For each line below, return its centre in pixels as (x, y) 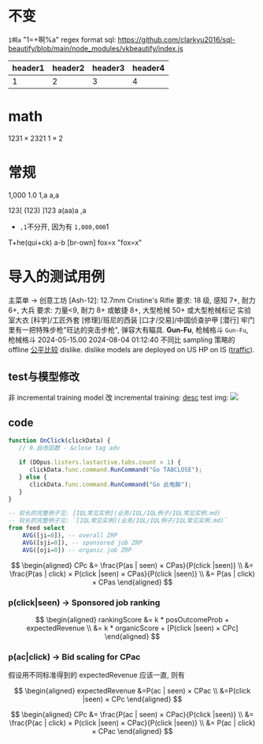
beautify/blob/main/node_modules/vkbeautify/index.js (96, 48)
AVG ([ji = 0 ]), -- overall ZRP (70, 535)
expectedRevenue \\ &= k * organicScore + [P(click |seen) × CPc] (132, 628)
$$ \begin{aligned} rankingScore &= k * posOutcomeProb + (132, 619)
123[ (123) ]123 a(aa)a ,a (47, 210)
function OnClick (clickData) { (59, 441)
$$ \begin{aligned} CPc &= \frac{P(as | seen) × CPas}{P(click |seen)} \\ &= (132, 565)
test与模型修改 (44, 377)
